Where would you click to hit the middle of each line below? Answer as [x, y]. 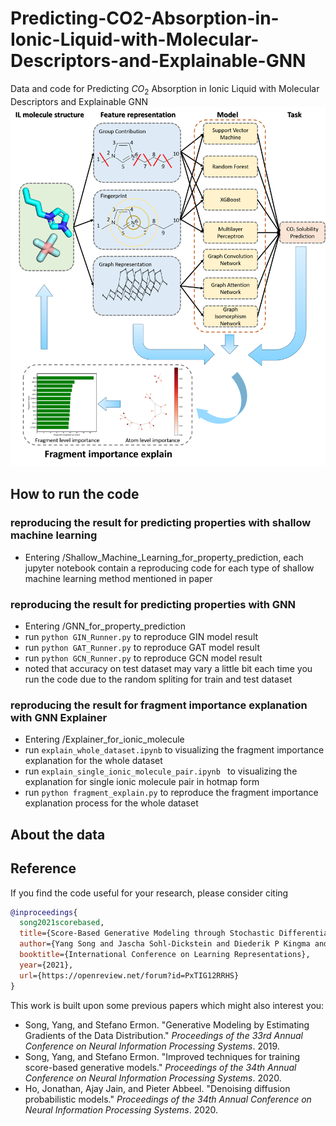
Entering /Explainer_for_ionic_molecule [104, 739]
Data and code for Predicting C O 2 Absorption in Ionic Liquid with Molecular [165, 89]
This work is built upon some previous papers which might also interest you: [167, 1005]
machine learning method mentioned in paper [118, 578]
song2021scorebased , [62, 923]
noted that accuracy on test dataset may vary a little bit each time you [168, 669]
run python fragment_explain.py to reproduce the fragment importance [171, 793]
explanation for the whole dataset [93, 761]
